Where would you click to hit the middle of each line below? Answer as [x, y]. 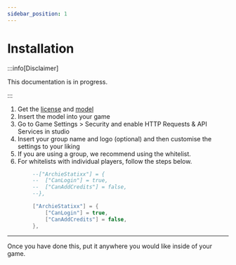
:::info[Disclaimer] [33, 68]
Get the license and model [55, 109]
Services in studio [44, 131]
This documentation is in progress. [57, 82]
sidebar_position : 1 [38, 14]
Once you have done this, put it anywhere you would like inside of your [110, 246]
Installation [41, 48]
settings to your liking [49, 146]
